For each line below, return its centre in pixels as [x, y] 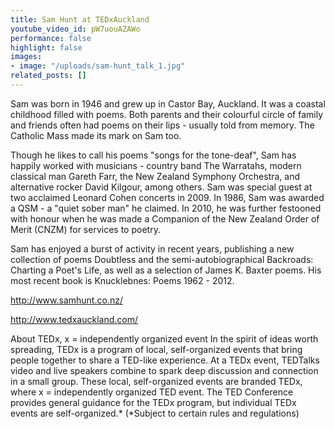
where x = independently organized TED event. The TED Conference [152, 392]
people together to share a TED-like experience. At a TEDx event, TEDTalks [165, 360]
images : [26, 57]
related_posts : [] [48, 76]
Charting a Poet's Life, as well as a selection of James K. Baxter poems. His [166, 270]
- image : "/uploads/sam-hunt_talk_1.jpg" [98, 66]
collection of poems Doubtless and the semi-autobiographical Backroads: [162, 259]
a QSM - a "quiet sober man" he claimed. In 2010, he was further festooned [166, 208]
